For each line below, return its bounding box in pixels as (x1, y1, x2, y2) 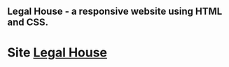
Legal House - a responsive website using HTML (7, 6, 223, 17)
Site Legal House (7, 45, 107, 60)
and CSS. (7, 17, 49, 29)
